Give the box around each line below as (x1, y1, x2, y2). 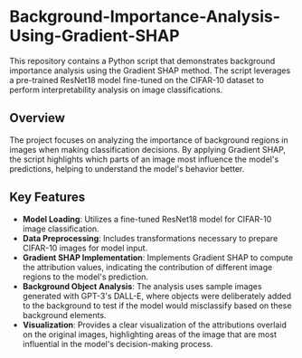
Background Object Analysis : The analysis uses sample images (22, 280, 262, 291)
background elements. (22, 309, 107, 320)
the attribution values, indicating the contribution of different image (22, 261, 273, 272)
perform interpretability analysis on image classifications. (9, 84, 223, 95)
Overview (9, 110, 66, 126)
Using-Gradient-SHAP (9, 25, 180, 46)
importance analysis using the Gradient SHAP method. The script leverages (9, 65, 291, 76)
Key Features (9, 190, 86, 205)
